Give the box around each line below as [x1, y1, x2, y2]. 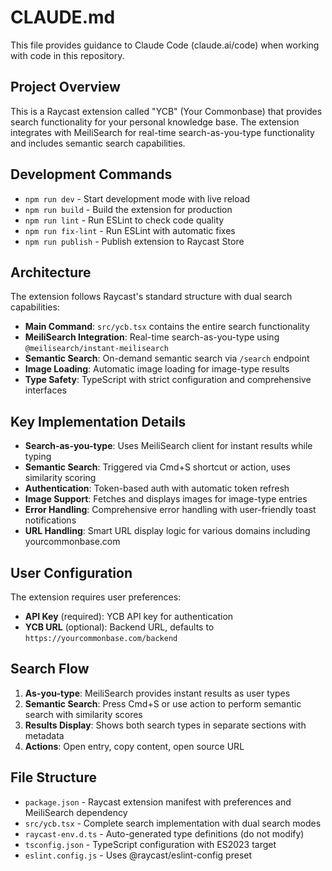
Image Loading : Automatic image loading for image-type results [24, 363, 290, 375]
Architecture [10, 264, 92, 281]
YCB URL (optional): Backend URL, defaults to [24, 621, 215, 633]
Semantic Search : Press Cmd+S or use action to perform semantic [24, 697, 302, 710]
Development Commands [10, 166, 173, 183]
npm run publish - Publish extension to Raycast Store [24, 235, 245, 247]
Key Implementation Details [10, 413, 187, 430]
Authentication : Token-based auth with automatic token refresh [24, 482, 290, 495]
